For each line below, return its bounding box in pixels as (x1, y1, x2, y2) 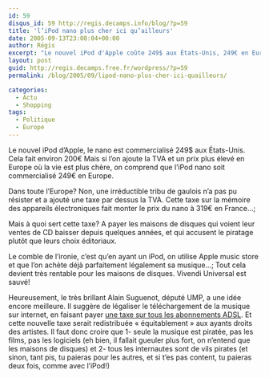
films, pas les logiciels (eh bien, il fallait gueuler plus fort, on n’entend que (8, 335, 251, 345)
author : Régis (8, 42, 56, 50)
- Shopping (15, 101, 52, 109)
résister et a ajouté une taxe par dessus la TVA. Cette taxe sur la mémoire (8, 194, 251, 205)
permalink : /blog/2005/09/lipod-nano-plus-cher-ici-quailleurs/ (8, 71, 227, 79)
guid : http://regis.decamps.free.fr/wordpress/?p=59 (8, 64, 188, 72)
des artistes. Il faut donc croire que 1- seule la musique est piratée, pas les (8, 327, 254, 336)
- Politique (15, 116, 56, 124)
